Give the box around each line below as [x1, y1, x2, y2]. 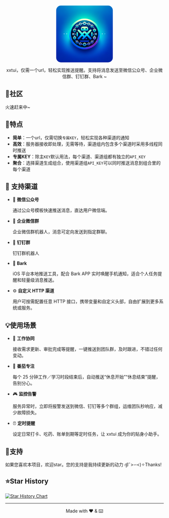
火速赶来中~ [5, 104, 31, 110]
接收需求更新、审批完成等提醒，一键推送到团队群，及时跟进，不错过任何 [12, 346, 162, 352]
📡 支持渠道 [5, 182, 38, 191]
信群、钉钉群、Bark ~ [62, 74, 107, 79]
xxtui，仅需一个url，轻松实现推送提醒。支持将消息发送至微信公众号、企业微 [6, 67, 163, 73]
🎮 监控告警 [12, 391, 37, 397]
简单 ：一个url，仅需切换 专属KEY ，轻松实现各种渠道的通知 [12, 134, 130, 140]
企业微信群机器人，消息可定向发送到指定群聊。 [12, 229, 110, 235]
